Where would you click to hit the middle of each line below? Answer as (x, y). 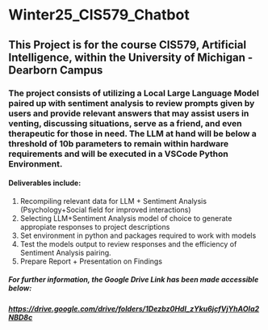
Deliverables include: (45, 183)
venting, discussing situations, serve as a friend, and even (125, 123)
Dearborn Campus (56, 70)
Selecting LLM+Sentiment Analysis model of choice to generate (126, 218)
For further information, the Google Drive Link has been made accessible (134, 280)
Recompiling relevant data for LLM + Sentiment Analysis (113, 201)
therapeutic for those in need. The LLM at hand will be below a (132, 133)
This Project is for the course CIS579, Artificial (128, 45)
